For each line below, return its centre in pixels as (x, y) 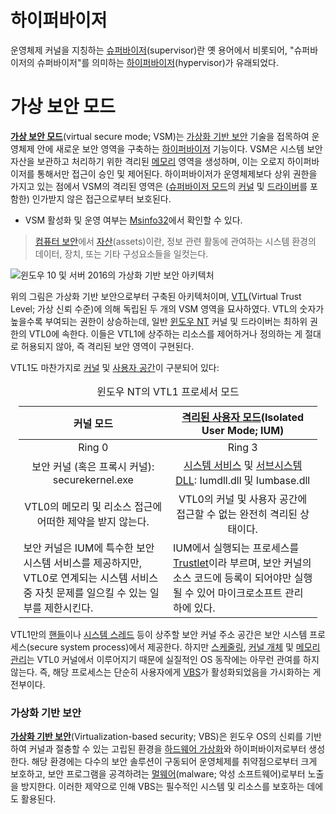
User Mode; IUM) (243, 430)
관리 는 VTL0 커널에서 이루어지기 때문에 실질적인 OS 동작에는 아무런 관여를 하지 (165, 659)
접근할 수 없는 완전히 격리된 (237, 514)
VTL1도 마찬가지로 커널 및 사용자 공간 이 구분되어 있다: (115, 367)
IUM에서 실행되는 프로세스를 (236, 548)
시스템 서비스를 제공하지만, (83, 563)
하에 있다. (194, 608)
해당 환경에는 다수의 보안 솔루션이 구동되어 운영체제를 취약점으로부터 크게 (174, 762)
